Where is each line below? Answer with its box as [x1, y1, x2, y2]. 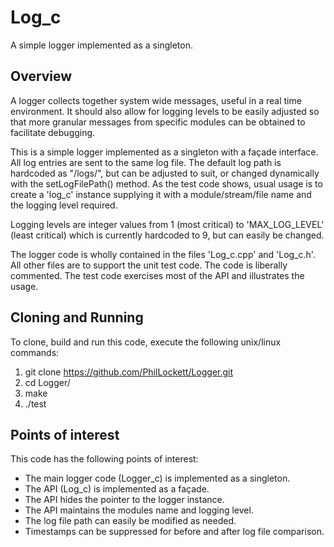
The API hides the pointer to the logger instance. [24, 494, 225, 506]
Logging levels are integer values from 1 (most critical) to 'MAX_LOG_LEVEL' [10, 218, 325, 230]
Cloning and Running [10, 309, 144, 326]
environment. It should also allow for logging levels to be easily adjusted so [10, 105, 320, 117]
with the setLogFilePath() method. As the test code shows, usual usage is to [10, 177, 323, 190]
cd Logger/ [24, 376, 71, 388]
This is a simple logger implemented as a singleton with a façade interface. [10, 146, 319, 158]
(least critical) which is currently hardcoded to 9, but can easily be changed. [10, 229, 325, 241]
